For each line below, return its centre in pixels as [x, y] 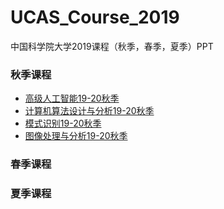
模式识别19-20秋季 [63, 123]
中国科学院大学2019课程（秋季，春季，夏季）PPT [112, 46]
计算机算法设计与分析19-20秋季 [89, 111]
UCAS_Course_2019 [95, 17]
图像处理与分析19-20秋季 [76, 136]
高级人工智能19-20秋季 [72, 98]
